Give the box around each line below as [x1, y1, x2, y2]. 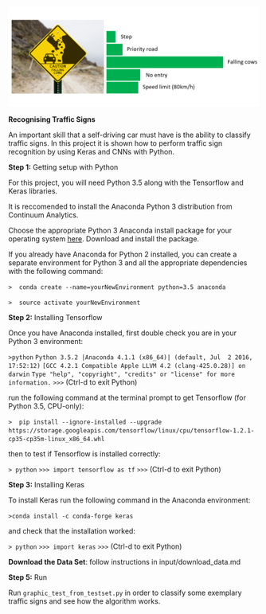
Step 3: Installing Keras [8, 480, 85, 489]
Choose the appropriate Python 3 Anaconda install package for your [8, 225, 233, 235]
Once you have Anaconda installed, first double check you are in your [8, 328, 237, 338]
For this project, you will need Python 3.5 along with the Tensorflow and [8, 178, 244, 187]
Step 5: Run [8, 573, 48, 582]
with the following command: [8, 267, 104, 276]
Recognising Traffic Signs [8, 115, 96, 124]
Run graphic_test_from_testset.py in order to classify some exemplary [8, 588, 242, 597]
